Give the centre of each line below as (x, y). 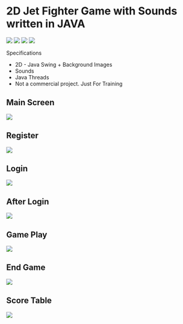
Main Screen (30, 102)
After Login (28, 202)
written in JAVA (46, 24)
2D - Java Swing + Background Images (64, 64)
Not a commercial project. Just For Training (69, 84)
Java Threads (32, 77)
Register (23, 136)
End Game (26, 268)
